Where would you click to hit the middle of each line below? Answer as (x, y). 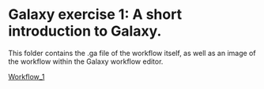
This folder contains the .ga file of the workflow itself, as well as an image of (132, 53)
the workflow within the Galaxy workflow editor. (86, 61)
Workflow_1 (26, 76)
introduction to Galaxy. (85, 31)
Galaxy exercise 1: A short (95, 15)
